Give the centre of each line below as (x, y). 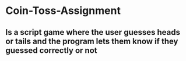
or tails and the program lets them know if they (92, 41)
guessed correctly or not (51, 50)
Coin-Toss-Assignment (63, 11)
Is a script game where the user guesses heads (93, 32)
